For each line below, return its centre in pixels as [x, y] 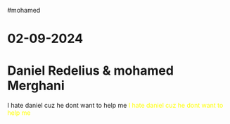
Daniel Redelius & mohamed [91, 71]
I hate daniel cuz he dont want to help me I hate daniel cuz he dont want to [115, 106]
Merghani [36, 86]
